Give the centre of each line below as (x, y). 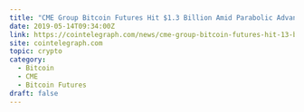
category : (28, 60)
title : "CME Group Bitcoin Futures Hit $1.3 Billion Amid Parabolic (141, 18)
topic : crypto (36, 51)
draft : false (34, 93)
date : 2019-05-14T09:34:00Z (62, 26)
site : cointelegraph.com (56, 43)
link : (19, 34)
